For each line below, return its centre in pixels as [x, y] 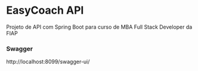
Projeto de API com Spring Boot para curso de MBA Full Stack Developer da [99, 27]
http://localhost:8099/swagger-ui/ [48, 62]
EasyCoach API [45, 10]
